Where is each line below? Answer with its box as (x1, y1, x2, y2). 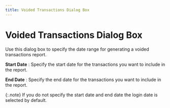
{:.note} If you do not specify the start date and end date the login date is (5, 92, 158, 98)
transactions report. (5, 51, 47, 57)
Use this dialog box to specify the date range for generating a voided (5, 46, 150, 52)
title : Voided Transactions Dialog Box (5, 7, 90, 13)
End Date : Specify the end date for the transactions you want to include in (5, 77, 161, 83)
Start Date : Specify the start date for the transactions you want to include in (5, 61, 165, 67)
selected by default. (5, 97, 47, 103)
